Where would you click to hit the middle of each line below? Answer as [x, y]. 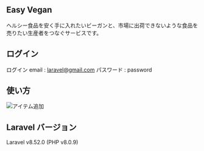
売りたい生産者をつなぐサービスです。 [54, 33]
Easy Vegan [29, 10]
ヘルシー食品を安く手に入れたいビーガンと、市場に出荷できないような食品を [102, 25]
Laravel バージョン [42, 127]
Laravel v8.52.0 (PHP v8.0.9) [42, 143]
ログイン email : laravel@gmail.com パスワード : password [79, 70]
